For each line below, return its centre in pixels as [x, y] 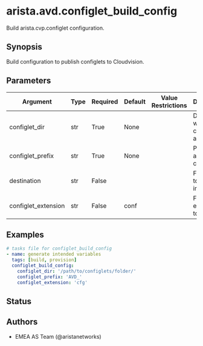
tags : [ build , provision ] [44, 260]
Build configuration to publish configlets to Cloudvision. [75, 61]
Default [135, 101]
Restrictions [169, 105]
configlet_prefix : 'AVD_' [50, 277]
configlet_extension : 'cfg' [52, 282]
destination [25, 181]
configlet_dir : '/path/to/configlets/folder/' [77, 271]
